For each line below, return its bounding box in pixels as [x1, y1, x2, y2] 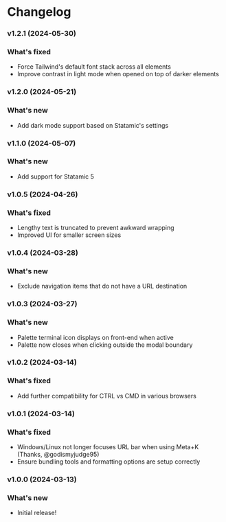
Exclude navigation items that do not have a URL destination [16, 282, 188, 291]
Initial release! [16, 509, 57, 517]
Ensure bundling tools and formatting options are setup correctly [16, 457, 201, 466]
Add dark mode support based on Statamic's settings [16, 121, 169, 129]
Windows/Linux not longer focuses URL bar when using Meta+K [16, 442, 199, 451]
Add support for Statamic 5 [16, 172, 95, 181]
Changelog [7, 4, 71, 20]
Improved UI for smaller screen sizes [16, 231, 122, 239]
